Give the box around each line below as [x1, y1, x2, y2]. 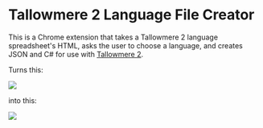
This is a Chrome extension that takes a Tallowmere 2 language [8, 32, 219, 42]
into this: [8, 95, 38, 105]
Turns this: [8, 64, 44, 74]
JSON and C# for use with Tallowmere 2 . [8, 49, 144, 59]
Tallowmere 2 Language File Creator [8, 6, 255, 24]
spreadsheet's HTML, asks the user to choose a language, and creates [8, 40, 243, 50]
